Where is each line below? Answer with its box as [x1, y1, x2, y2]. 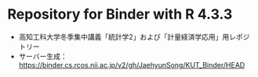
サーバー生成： [18, 51, 67, 61]
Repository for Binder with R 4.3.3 [7, 5, 233, 23]
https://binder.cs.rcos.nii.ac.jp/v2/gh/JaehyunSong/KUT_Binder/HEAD [18, 60, 245, 69]
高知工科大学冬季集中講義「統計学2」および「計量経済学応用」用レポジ [18, 32, 250, 41]
